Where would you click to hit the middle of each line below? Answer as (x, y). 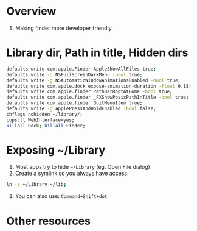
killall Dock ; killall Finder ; (46, 126)
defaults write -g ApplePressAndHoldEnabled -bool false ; (81, 108)
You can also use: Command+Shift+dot (61, 196)
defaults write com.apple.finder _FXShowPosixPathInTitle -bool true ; (98, 98)
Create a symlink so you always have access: (72, 173)
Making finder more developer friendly (64, 28)
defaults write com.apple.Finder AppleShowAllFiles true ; (81, 69)
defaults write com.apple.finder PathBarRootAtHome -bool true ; (89, 92)
